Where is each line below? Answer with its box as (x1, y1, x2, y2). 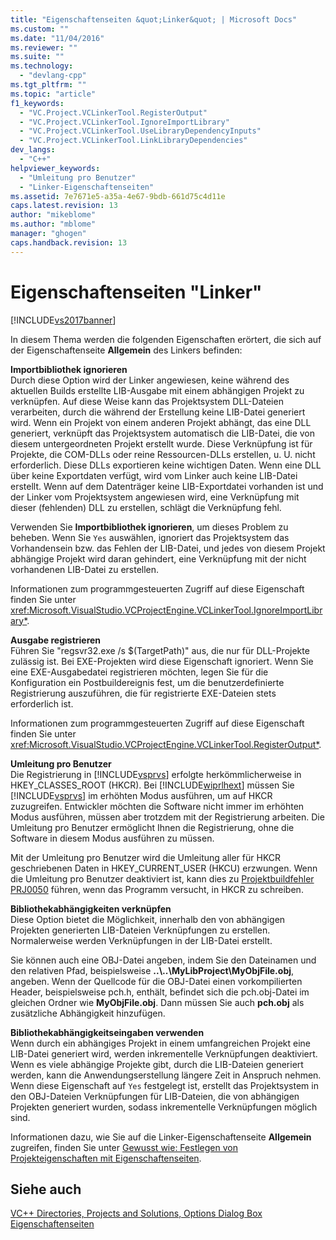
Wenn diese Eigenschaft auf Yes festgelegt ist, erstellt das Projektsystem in (10, 1079, 319, 1091)
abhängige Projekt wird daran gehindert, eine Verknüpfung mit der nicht (10, 552, 307, 565)
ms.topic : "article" (10, 89, 97, 99)
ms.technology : (10, 61, 74, 71)
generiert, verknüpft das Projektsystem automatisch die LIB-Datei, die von (10, 427, 315, 439)
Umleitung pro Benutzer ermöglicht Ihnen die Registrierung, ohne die (10, 821, 295, 833)
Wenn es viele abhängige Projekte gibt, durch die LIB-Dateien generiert (10, 1058, 304, 1070)
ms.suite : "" (10, 52, 65, 62)
